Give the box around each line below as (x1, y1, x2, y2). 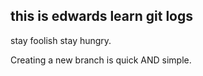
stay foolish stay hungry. (10, 34, 112, 46)
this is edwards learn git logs (10, 8, 193, 25)
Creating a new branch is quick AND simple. (10, 54, 192, 66)
